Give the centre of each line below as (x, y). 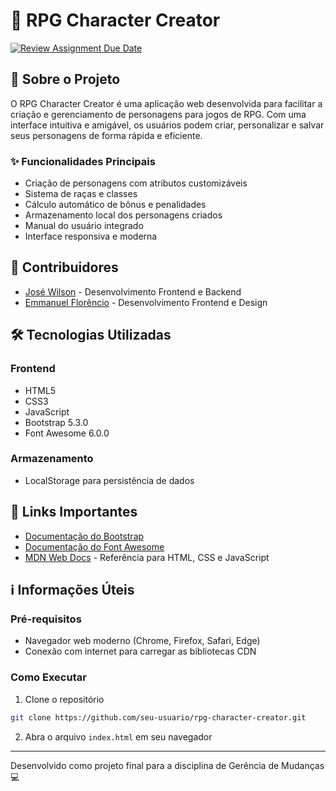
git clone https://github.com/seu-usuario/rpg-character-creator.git (158, 717)
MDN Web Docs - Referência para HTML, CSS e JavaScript (147, 557)
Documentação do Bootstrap (84, 536)
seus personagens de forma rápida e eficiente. (106, 135)
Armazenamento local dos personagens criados (123, 215)
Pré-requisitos (46, 619)
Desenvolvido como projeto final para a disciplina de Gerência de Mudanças (167, 765)
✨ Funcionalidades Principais (83, 161)
